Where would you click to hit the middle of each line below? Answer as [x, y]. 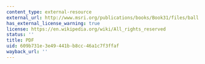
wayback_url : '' [27, 52]
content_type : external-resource [49, 12]
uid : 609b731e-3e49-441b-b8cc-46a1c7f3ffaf [63, 46]
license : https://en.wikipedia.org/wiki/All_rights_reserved [86, 29]
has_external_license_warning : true [53, 23]
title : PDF [20, 40]
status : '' [20, 35]
